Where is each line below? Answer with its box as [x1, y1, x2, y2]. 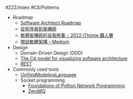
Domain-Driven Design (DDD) [20, 50, 83, 56]
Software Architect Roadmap [20, 20, 81, 26]
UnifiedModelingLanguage [20, 72, 77, 77]
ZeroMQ [28, 88, 46, 94]
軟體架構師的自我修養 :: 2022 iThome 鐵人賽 [20, 32, 114, 38]
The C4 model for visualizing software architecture [20, 55, 128, 61]
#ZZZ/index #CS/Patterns [5, 5, 60, 10]
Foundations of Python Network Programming [28, 83, 125, 89]
